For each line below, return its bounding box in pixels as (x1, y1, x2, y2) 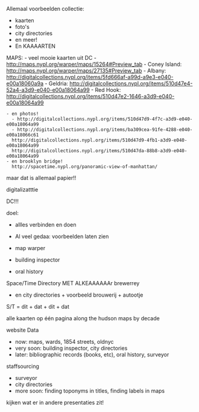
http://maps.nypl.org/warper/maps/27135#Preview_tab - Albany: (6, 67, 166, 74)
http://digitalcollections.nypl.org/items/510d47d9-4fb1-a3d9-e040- (11, 137, 188, 143)
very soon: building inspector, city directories (14, 344, 128, 352)
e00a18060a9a (6, 80, 44, 87)
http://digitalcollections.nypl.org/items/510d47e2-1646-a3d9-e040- (6, 93, 175, 100)
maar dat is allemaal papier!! (6, 175, 77, 181)
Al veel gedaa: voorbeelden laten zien (14, 233, 109, 240)
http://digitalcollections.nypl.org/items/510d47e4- (69, 80, 193, 87)
